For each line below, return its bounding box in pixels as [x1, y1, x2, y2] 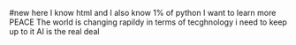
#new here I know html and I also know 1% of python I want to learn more [9, 8, 277, 18]
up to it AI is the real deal [9, 26, 100, 36]
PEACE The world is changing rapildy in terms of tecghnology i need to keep [9, 17, 287, 27]
